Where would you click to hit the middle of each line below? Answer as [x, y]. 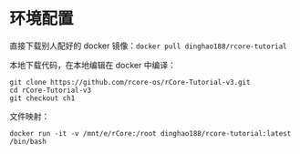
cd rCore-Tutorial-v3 [51, 90]
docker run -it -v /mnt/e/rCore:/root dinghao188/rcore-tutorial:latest [150, 133]
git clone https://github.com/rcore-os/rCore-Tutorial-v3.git [130, 82]
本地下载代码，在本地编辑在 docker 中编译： [93, 65]
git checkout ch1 [42, 98]
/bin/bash [28, 141]
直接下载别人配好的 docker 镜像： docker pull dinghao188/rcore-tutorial [148, 46]
